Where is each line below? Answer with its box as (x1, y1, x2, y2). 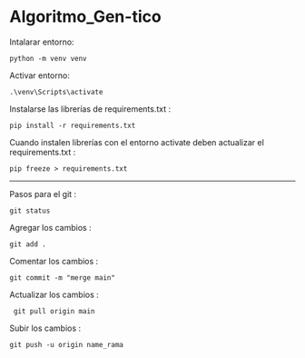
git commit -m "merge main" (9, 273, 116, 283)
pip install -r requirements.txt (9, 121, 136, 130)
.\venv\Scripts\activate (9, 87, 103, 96)
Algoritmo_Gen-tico (9, 6, 162, 27)
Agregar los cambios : (9, 222, 93, 233)
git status (9, 206, 51, 215)
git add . (9, 239, 47, 249)
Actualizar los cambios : (9, 289, 100, 300)
